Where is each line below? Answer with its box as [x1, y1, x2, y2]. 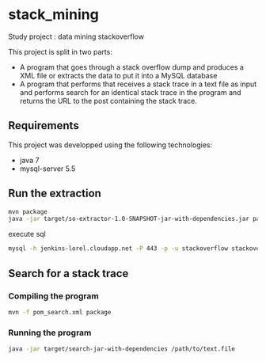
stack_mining [8, 6, 99, 24]
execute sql [8, 230, 46, 239]
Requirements [8, 119, 79, 132]
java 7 [19, 155, 40, 165]
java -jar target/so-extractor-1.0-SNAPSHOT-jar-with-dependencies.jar [8, 215, 249, 223]
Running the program [8, 327, 92, 338]
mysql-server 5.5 [19, 164, 76, 173]
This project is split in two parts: [8, 47, 112, 56]
